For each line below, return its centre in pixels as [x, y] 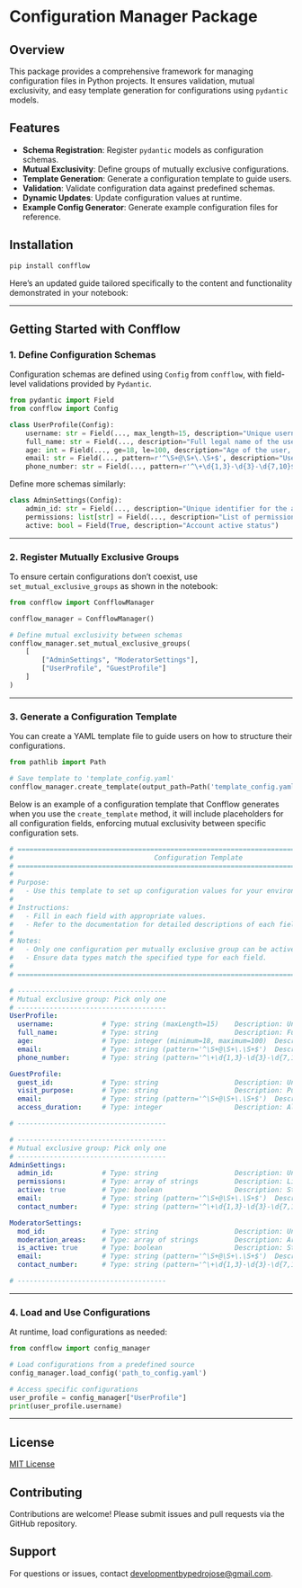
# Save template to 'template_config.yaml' [92, 779]
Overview [37, 50]
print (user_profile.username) [66, 1406]
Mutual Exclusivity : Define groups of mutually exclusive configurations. [155, 169]
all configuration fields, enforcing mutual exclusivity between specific [138, 823]
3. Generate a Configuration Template [93, 717]
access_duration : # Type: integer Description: [150, 1108]
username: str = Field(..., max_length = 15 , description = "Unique [148, 433]
